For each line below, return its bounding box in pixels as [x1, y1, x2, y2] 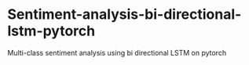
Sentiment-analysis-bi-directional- [7, 5, 242, 23]
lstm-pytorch [7, 22, 96, 40]
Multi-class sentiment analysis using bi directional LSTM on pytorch [7, 48, 227, 57]
